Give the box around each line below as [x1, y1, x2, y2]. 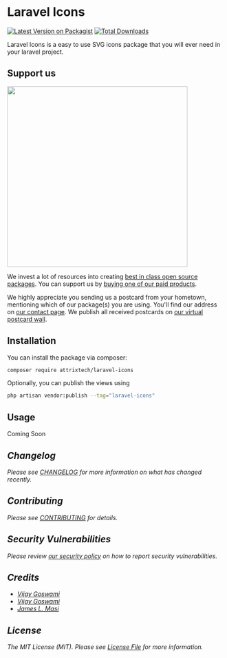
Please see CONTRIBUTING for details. [7, 513, 118, 522]
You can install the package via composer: [7, 353, 127, 362]
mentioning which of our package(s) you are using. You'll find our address [7, 300, 217, 309]
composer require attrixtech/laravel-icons [7, 367, 134, 373]
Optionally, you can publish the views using [7, 379, 130, 387]
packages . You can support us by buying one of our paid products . [7, 280, 197, 288]
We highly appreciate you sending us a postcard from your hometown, [7, 293, 207, 301]
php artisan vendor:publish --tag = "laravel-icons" [7, 392, 155, 400]
